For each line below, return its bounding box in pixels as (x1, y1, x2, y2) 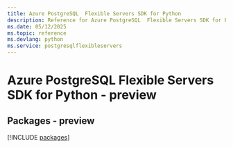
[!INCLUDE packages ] (7, 133, 70, 141)
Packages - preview (7, 115, 95, 126)
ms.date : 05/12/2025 (7, 23, 67, 30)
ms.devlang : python (7, 36, 64, 43)
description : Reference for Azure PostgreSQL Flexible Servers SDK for (7, 17, 222, 24)
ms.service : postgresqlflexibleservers (7, 42, 123, 49)
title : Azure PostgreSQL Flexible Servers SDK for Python (7, 10, 182, 17)
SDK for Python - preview (7, 88, 157, 103)
